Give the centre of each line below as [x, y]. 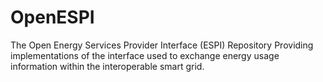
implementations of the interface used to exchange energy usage [145, 55]
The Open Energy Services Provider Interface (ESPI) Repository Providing [162, 45]
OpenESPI [52, 17]
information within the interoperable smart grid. [107, 66]
